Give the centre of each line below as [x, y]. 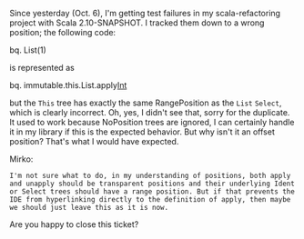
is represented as [42, 68]
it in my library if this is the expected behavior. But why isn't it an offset [142, 132]
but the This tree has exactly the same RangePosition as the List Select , [146, 103]
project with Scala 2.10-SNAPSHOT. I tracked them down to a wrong [137, 23]
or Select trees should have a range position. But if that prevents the [152, 192]
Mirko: [21, 159]
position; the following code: [63, 32]
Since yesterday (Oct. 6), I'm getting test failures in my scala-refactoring [145, 13]
